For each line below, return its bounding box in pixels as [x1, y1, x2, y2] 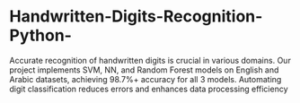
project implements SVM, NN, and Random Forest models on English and [9, 64, 279, 75]
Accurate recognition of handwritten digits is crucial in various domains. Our [9, 55, 292, 65]
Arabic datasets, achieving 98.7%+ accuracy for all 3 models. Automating [9, 73, 282, 84]
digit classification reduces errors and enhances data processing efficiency [9, 83, 289, 94]
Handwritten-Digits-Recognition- [9, 6, 263, 27]
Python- [9, 25, 72, 46]
